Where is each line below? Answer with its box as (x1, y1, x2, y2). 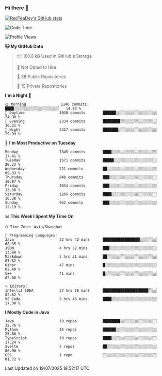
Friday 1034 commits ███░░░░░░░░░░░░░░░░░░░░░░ (5, 184, 158, 188)
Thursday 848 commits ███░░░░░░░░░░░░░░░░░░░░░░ (5, 175, 158, 180)
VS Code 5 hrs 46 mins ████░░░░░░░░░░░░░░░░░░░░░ (5, 297, 158, 302)
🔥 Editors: (5, 284, 28, 289)
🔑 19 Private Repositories (16, 83, 67, 89)
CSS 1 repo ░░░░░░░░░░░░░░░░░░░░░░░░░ (5, 353, 158, 358)
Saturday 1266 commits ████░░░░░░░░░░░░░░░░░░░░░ (5, 192, 158, 197)
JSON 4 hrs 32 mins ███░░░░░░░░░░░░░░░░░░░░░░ (5, 246, 158, 251)
